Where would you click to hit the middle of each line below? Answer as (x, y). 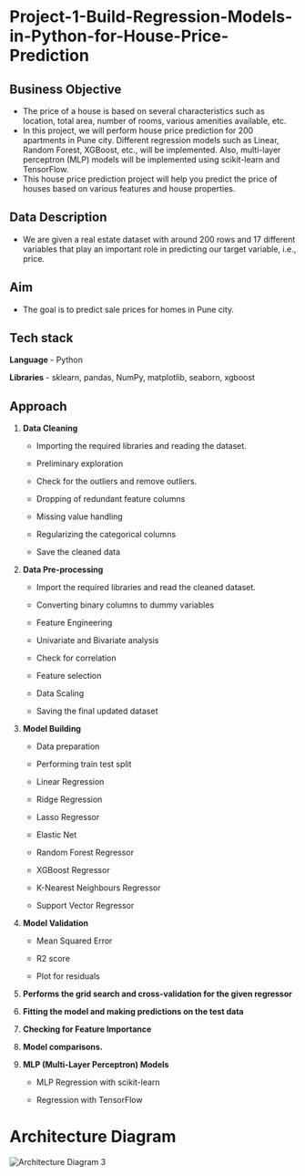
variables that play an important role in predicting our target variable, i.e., (159, 249)
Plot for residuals (68, 976)
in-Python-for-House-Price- (119, 36)
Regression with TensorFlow (89, 1100)
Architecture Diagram (93, 1137)
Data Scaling (60, 693)
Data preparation (68, 746)
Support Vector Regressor (85, 906)
